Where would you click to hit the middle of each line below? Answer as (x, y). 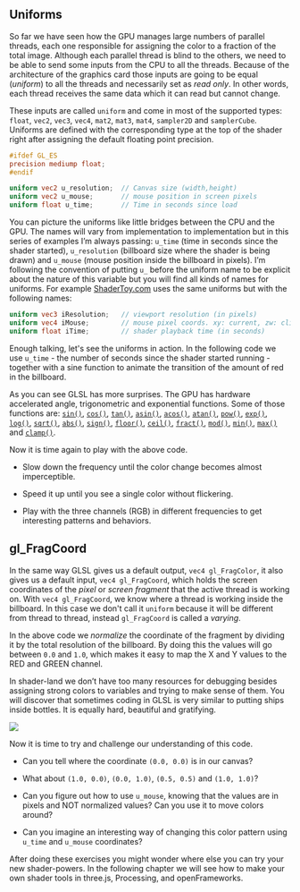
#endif (21, 172)
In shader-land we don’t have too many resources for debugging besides (143, 681)
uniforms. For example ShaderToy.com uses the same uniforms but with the (148, 289)
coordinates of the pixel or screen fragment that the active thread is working (150, 589)
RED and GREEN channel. (56, 663)
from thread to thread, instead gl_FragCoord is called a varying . (125, 617)
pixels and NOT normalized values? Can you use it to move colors (143, 805)
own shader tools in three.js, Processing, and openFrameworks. (126, 878)
